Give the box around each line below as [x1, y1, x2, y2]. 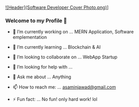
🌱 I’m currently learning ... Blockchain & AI [12, 44, 101, 50]
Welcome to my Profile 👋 [5, 17, 67, 24]
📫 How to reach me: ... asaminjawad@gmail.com [12, 84, 116, 90]
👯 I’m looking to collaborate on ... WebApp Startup [12, 54, 118, 60]
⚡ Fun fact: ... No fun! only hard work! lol [12, 96, 98, 102]
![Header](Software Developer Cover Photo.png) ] [5, 5, 109, 10]
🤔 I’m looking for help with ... [12, 64, 73, 70]
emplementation [12, 34, 47, 40]
